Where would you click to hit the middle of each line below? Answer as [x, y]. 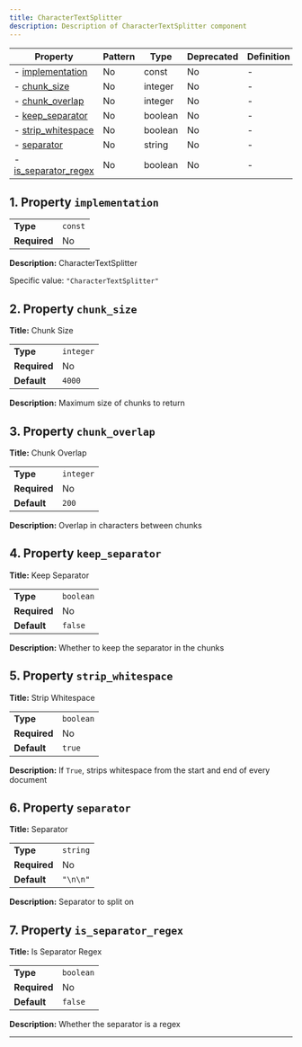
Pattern [119, 57]
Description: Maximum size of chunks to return [98, 403]
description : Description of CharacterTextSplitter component [128, 26]
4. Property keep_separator [85, 554]
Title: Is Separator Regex [56, 952]
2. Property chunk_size [73, 309]
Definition [268, 57]
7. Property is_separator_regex [97, 930]
